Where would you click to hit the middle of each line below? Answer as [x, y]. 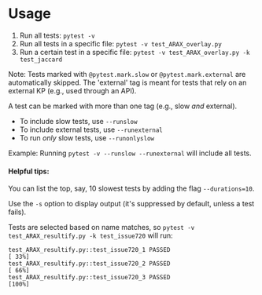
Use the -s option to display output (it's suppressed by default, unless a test [131, 204]
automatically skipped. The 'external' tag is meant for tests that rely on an [127, 82]
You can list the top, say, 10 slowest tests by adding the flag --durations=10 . [131, 188]
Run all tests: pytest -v [57, 35]
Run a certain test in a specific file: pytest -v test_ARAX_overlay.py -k [135, 52]
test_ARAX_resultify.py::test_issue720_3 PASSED [89, 278]
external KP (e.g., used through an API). [72, 90]
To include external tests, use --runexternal [91, 129]
